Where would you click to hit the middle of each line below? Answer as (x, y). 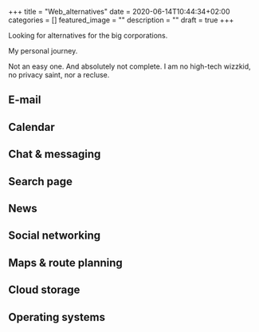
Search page (41, 182)
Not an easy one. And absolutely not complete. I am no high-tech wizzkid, (129, 66)
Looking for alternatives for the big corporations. (88, 36)
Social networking (55, 236)
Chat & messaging (55, 154)
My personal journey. (43, 51)
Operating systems (57, 317)
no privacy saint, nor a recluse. (59, 75)
